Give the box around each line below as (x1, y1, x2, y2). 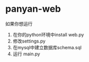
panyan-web (5, 3, 61, 15)
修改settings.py (12, 38, 46, 44)
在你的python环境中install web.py (12, 31, 84, 37)
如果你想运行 (5, 20, 32, 27)
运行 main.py (12, 51, 40, 57)
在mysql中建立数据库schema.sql (12, 44, 82, 50)
